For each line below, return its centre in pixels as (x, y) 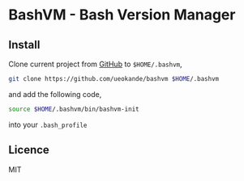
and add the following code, (55, 94)
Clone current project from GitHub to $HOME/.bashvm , (95, 64)
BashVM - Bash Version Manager (122, 15)
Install (24, 45)
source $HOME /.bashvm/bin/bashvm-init (74, 109)
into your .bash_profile (48, 124)
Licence (29, 150)
